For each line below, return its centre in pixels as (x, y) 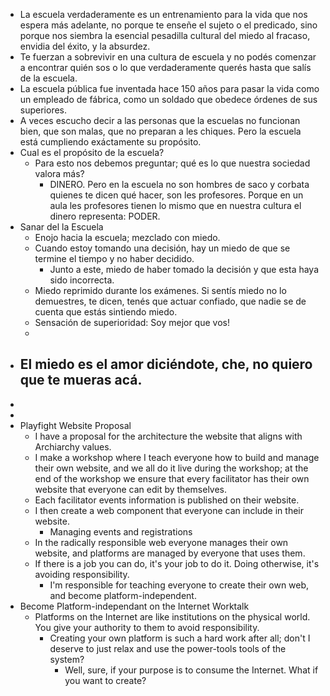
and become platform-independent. (123, 595)
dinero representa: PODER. (105, 216)
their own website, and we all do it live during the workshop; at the (171, 468)
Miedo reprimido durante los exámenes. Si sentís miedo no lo (160, 290)
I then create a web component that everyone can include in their (169, 510)
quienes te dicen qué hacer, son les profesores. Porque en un (176, 195)
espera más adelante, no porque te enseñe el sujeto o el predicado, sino (168, 25)
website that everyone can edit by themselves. (131, 489)
